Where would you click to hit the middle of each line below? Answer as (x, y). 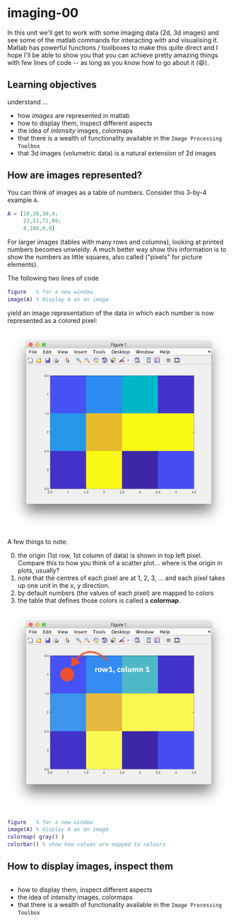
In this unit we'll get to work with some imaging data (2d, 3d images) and (113, 32)
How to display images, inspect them (90, 867)
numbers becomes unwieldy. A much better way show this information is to (117, 249)
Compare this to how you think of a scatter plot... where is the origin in (120, 563)
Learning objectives (52, 85)
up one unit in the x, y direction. (64, 586)
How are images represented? (75, 176)
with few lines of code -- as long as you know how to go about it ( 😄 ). (108, 62)
